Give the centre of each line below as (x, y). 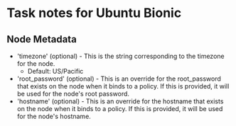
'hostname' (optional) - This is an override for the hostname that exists (120, 101)
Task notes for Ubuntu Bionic (94, 13)
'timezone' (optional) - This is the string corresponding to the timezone (120, 56)
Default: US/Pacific (55, 71)
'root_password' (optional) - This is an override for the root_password (119, 79)
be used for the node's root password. (73, 94)
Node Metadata (42, 39)
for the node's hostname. (54, 116)
